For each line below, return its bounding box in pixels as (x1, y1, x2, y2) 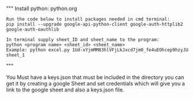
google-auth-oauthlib (6, 26, 60, 32)
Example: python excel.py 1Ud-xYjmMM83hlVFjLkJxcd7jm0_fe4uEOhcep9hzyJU (6, 47, 189, 53)
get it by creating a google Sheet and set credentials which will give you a (6, 80, 185, 87)
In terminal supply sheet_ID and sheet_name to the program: (6, 37, 160, 43)
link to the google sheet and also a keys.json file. (6, 86, 124, 93)
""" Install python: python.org (6, 5, 77, 12)
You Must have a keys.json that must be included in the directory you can (6, 74, 185, 81)
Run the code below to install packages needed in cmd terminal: (6, 16, 170, 22)
